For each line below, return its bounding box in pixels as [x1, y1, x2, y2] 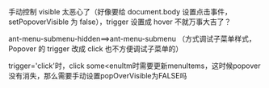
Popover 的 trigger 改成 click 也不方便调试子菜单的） [8, 44, 183, 54]
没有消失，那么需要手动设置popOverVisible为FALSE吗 [8, 71, 187, 80]
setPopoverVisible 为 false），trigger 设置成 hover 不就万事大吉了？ [8, 17, 232, 26]
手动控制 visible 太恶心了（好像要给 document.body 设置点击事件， [8, 7, 232, 16]
